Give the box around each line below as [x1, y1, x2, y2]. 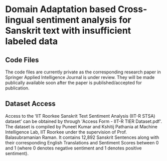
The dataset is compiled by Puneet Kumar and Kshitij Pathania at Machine [5, 123, 158, 129]
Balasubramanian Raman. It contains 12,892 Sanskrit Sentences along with [5, 134, 159, 140]
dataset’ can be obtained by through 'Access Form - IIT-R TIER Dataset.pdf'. [5, 118, 162, 124]
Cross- [117, 4, 147, 15]
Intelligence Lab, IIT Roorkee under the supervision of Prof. [5, 129, 127, 135]
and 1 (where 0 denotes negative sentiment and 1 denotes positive [5, 145, 142, 151]
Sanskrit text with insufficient [5, 25, 131, 36]
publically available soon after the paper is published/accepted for [5, 79, 142, 86]
